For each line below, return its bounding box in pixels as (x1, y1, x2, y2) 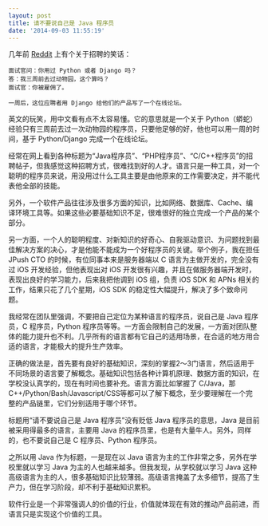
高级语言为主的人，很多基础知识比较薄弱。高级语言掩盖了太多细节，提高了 (8, 473, 253, 482)
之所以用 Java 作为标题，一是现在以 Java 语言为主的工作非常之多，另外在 (8, 453, 250, 462)
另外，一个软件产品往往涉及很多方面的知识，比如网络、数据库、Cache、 (8, 198, 246, 208)
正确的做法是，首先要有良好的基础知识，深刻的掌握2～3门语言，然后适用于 (8, 358, 255, 368)
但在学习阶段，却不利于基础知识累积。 (29, 482, 156, 492)
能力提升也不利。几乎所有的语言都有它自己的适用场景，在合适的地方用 (22, 332, 253, 342)
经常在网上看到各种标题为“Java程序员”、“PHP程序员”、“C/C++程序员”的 (8, 151, 246, 160)
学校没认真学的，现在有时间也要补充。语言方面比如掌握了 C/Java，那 (8, 378, 236, 388)
